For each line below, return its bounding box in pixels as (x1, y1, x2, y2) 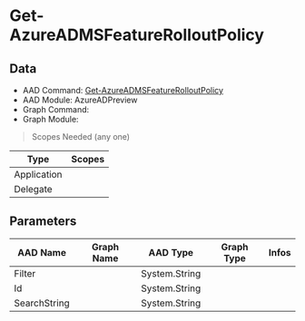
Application (14, 169, 63, 180)
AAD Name (17, 246, 66, 258)
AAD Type (148, 246, 193, 258)
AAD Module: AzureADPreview (22, 94, 138, 105)
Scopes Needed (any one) (31, 131, 130, 141)
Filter (14, 267, 36, 279)
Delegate (14, 183, 53, 195)
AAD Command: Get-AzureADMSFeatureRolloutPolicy (22, 85, 224, 95)
